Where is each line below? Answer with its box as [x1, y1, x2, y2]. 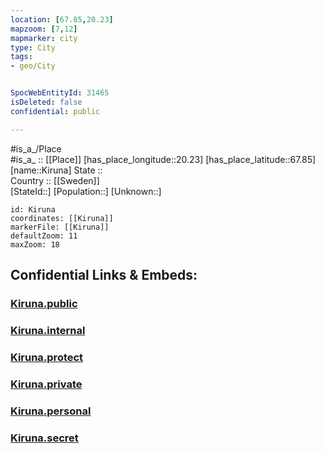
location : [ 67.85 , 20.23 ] [10, 14, 114, 25]
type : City [10, 42, 56, 53]
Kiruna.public [10, 296, 78, 310]
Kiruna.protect [10, 350, 84, 364]
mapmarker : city [10, 33, 78, 43]
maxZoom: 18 [10, 239, 60, 250]
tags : [10, 52, 33, 62]
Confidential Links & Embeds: [10, 267, 198, 284]
